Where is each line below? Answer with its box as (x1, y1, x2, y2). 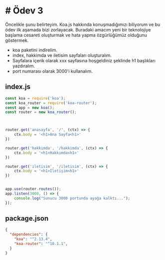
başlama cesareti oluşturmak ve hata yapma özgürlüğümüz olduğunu (5, 32, 147, 38)
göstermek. (5, 37, 29, 43)
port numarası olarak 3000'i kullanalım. (12, 68, 93, 74)
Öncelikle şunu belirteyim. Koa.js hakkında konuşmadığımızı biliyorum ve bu (5, 21, 161, 27)
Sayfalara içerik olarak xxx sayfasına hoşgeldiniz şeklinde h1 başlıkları (12, 57, 156, 63)
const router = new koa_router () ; (5, 110, 77, 115)
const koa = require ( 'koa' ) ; (5, 96, 66, 101)
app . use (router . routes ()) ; (5, 187, 61, 192)
